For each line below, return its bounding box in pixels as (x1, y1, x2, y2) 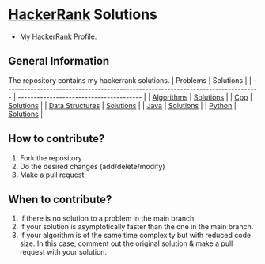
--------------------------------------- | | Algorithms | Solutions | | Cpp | (17, 92, 253, 102)
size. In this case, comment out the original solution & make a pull (19, 239, 233, 248)
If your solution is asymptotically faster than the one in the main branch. (19, 222, 254, 232)
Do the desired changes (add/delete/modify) (19, 161, 165, 171)
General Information (8, 55, 110, 68)
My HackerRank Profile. (19, 32, 97, 41)
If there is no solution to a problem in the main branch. (19, 213, 196, 223)
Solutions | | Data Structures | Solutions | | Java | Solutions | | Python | (8, 100, 237, 110)
